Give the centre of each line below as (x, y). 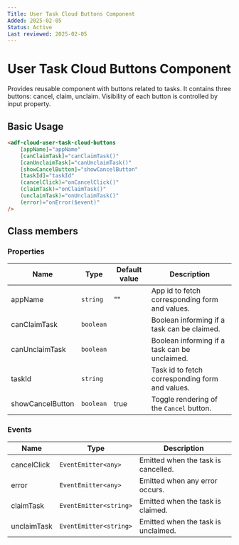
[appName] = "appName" (51, 149)
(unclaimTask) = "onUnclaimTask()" (70, 196)
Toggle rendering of (185, 400)
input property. (29, 104)
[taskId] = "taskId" (47, 176)
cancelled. (156, 469)
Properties (26, 251)
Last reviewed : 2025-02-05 (47, 34)
